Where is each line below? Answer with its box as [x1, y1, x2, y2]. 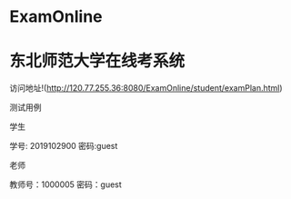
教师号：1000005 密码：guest [9, 179, 123, 190]
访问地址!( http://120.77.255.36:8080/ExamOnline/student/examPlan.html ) [9, 83, 284, 94]
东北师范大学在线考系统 [9, 51, 186, 72]
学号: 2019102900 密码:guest [9, 141, 118, 152]
